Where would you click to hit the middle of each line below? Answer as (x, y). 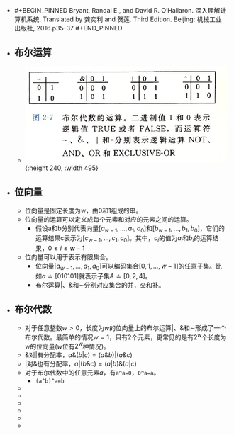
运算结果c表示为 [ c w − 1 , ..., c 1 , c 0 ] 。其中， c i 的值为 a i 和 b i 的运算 (124, 239)
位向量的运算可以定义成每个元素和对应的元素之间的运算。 (108, 219)
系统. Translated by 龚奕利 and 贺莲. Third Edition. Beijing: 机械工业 (124, 19)
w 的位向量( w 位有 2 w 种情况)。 (67, 346)
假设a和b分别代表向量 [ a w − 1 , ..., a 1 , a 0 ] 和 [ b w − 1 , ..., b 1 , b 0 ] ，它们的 (130, 229)
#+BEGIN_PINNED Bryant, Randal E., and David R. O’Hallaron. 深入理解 (117, 10)
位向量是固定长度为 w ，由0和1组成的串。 (83, 210)
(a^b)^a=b (50, 381)
